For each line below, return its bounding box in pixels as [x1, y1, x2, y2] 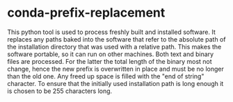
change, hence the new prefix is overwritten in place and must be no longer [7, 65, 224, 73]
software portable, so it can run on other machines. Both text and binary [7, 50, 214, 58]
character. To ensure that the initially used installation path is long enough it [7, 79, 224, 87]
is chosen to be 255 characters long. [7, 87, 113, 95]
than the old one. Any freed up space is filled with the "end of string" [7, 71, 204, 80]
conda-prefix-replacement [7, 5, 166, 21]
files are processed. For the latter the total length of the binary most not [7, 57, 212, 65]
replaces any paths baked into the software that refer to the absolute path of [7, 35, 226, 43]
